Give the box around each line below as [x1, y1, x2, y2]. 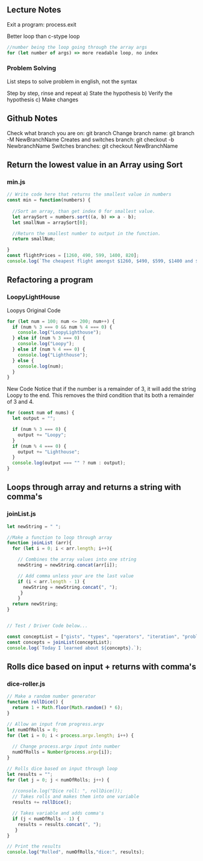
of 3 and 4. [7, 398, 34, 405]
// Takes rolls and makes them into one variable [12, 793, 139, 800]
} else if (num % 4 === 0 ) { [12, 346, 86, 352]
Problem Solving [7, 64, 57, 72]
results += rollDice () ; [12, 799, 72, 805]
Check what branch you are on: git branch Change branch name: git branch [7, 129, 195, 136]
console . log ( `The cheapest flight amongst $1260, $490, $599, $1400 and [7, 258, 193, 264]
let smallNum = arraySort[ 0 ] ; [12, 220, 88, 226]
